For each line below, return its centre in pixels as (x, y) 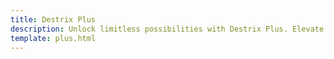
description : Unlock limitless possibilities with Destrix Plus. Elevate (167, 29)
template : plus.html (53, 38)
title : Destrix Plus (53, 19)
